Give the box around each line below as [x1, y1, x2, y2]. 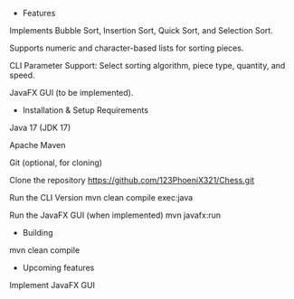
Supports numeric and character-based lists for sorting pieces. [9, 42, 244, 53]
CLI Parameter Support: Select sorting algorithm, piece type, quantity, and [9, 61, 286, 70]
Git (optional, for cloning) [9, 157, 102, 168]
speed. [9, 70, 35, 80]
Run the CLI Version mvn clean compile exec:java [9, 192, 194, 202]
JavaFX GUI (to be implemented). [9, 88, 134, 98]
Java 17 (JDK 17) [9, 122, 71, 133]
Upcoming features [22, 262, 95, 273]
